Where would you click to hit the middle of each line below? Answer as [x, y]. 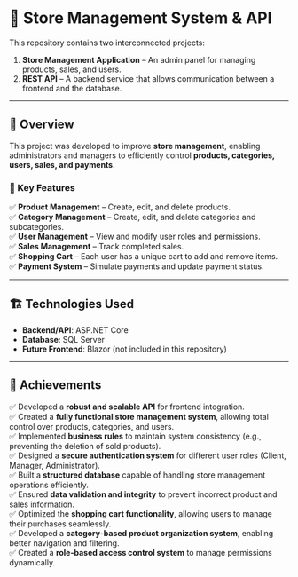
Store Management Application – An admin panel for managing [139, 59]
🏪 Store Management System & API [141, 18]
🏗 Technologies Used [72, 304]
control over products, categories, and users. [92, 426]
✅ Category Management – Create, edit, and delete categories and [133, 217]
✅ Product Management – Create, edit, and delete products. [120, 207]
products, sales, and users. [71, 69]
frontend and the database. [72, 88]
